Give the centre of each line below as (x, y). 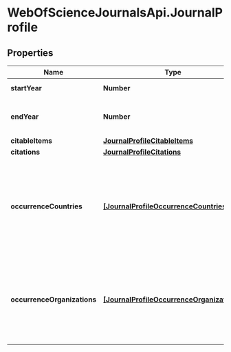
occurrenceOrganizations (54, 300)
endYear (25, 117)
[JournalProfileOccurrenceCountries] (166, 206)
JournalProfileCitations (142, 152)
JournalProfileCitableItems (148, 141)
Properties (30, 53)
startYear (26, 88)
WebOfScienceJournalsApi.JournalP (115, 13)
